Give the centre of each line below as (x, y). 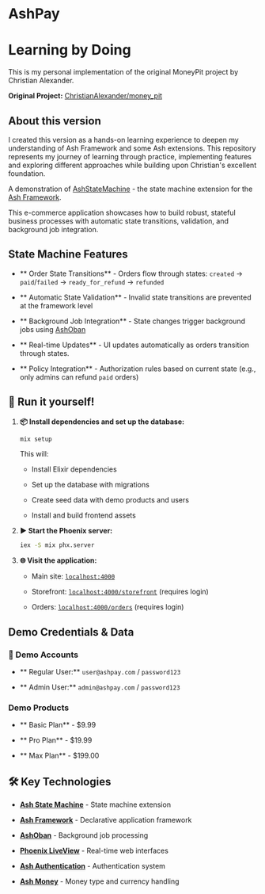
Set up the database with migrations (91, 485)
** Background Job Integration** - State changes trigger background (132, 321)
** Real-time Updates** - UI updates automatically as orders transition (134, 345)
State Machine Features (68, 254)
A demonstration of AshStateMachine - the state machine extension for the (131, 189)
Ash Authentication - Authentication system (93, 866)
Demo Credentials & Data (71, 632)
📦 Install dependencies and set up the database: (102, 422)
